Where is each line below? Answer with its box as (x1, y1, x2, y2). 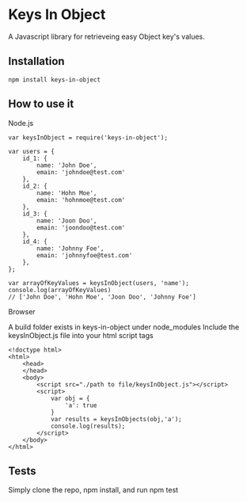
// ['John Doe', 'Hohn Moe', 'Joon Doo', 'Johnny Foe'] (8, 293, 196, 301)
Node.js (8, 118, 34, 127)
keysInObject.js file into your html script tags (8, 330, 154, 340)
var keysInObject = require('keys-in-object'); (8, 133, 169, 142)
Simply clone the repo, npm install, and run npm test (8, 485, 179, 495)
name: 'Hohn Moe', (36, 188, 97, 197)
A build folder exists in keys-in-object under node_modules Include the (8, 322, 240, 332)
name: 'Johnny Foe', (36, 244, 104, 253)
